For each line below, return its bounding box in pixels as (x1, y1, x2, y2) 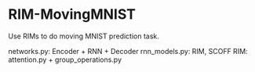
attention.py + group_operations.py (8, 55, 122, 64)
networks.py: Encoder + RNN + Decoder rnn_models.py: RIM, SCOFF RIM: (8, 46, 249, 56)
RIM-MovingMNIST (8, 5, 136, 23)
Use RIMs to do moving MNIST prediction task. (8, 31, 159, 41)
